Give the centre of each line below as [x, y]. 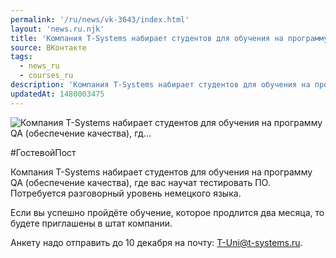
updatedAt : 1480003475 [57, 94]
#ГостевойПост [43, 152]
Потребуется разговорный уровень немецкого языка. [126, 193]
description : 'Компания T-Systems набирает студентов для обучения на [160, 85]
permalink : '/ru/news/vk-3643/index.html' [100, 19]
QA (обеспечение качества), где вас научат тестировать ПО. [140, 182]
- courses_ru [46, 76]
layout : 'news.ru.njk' [57, 29]
